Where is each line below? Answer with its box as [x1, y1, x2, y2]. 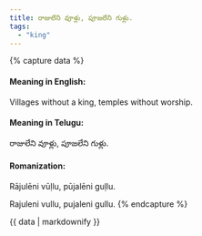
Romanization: [9, 160, 66, 171]
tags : [9, 22, 30, 31]
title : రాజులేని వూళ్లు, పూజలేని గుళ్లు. [9, 13, 134, 23]
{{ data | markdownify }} [9, 216, 101, 227]
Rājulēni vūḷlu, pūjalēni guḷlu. [9, 180, 116, 191]
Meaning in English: [9, 76, 86, 87]
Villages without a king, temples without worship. [9, 97, 194, 108]
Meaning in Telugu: [9, 118, 85, 128]
